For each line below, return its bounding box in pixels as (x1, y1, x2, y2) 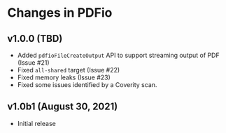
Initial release (17, 119, 56, 127)
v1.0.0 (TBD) (7, 33, 63, 45)
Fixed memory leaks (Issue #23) (17, 73, 111, 81)
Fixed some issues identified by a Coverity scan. (17, 81, 157, 88)
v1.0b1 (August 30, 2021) (7, 101, 118, 113)
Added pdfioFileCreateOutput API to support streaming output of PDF (17, 51, 220, 59)
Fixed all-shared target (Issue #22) (17, 66, 120, 74)
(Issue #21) (17, 58, 50, 67)
